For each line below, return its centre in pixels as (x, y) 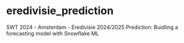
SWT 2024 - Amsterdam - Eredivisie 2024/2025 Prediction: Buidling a (92, 27)
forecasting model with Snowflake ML (53, 33)
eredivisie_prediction (60, 11)
